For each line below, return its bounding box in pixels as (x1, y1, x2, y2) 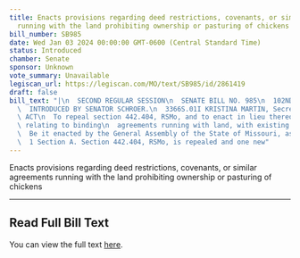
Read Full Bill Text (9, 215, 110, 230)
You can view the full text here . (9, 238, 123, 250)
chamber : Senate (9, 54, 70, 63)
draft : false (9, 87, 58, 96)
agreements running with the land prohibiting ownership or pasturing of (9, 171, 272, 182)
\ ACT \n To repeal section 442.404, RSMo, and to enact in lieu (17, 112, 266, 121)
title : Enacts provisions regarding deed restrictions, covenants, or (9, 12, 278, 22)
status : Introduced (9, 46, 82, 55)
